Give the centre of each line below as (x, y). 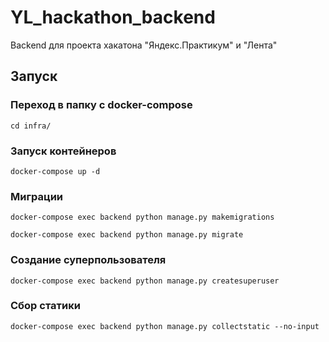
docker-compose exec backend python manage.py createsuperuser (145, 281)
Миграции (37, 196)
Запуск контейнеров (63, 151)
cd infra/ (31, 126)
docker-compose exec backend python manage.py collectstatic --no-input (165, 326)
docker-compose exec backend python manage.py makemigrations (142, 217)
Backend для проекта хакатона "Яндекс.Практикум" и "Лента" (144, 45)
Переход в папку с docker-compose (101, 105)
